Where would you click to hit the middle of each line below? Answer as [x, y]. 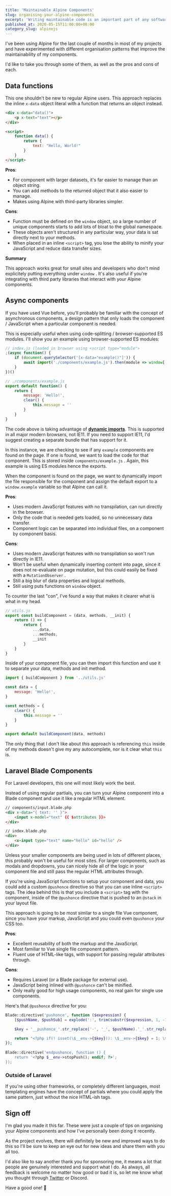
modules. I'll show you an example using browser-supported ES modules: [82, 339]
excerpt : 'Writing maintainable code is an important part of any [77, 19]
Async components [37, 301]
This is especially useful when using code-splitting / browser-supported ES [84, 333]
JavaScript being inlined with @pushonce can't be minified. [73, 985]
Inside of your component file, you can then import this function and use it [83, 663]
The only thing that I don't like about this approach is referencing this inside [85, 744]
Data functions [29, 86]
